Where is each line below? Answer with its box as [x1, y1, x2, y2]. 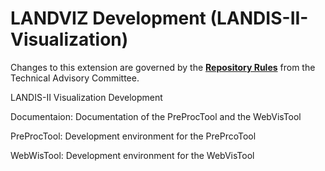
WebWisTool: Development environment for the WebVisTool [10, 149, 255, 161]
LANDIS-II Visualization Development [10, 91, 163, 103]
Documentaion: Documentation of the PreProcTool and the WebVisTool [10, 110, 302, 122]
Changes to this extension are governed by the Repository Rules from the [10, 61, 316, 73]
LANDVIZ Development [10, 7, 207, 30]
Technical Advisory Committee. [10, 72, 140, 84]
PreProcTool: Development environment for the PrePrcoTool [10, 130, 257, 142]
